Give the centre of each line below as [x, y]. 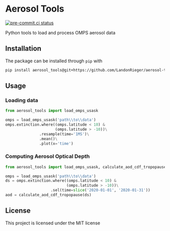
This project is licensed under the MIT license [53, 223]
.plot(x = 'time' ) [56, 143]
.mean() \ [48, 139]
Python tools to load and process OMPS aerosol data [60, 32]
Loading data [22, 100]
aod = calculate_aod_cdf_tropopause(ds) [49, 195]
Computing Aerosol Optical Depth [48, 157]
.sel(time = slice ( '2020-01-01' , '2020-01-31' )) [100, 190]
